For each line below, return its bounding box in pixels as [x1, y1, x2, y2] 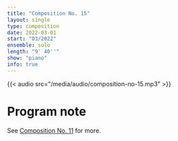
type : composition [7, 23, 60, 29]
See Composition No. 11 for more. [7, 126, 101, 134]
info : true [7, 61, 38, 68]
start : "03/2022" [7, 36, 57, 42]
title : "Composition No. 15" [7, 10, 90, 17]
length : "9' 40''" [7, 49, 60, 55]
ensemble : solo [7, 42, 51, 49]
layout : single [7, 16, 51, 23]
